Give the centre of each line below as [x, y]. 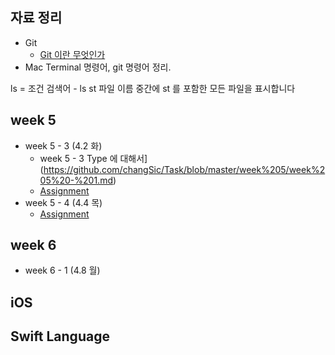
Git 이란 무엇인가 [72, 54]
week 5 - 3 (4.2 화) [63, 145]
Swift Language [60, 336]
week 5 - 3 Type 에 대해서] [93, 158]
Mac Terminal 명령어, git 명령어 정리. [98, 67]
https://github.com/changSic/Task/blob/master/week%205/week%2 [184, 169]
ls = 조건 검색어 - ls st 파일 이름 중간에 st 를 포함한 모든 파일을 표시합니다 [153, 88]
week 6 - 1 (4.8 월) [62, 270]
